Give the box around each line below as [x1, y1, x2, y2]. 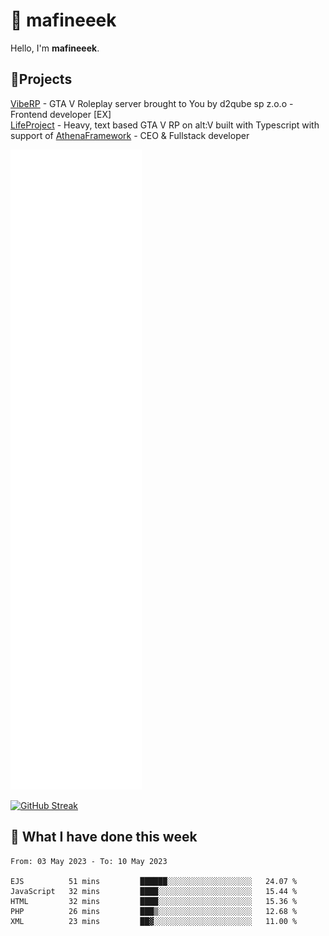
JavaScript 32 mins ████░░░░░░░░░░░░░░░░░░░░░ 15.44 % [10, 886, 298, 896]
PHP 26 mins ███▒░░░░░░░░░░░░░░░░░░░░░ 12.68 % [10, 906, 298, 916]
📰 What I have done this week [10, 829, 198, 846]
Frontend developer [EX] [10, 108, 112, 120]
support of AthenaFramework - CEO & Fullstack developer [10, 129, 250, 141]
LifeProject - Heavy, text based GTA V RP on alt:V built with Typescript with [10, 119, 320, 131]
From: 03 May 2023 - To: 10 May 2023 [10, 856, 168, 866]
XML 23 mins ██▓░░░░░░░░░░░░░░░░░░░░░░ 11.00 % [10, 916, 298, 926]
